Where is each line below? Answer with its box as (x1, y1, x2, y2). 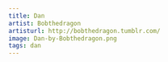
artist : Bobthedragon (8, 19, 82, 27)
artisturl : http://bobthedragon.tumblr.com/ (8, 27, 161, 35)
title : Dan (8, 11, 45, 20)
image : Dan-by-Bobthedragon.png (8, 34, 117, 43)
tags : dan (8, 42, 42, 50)
